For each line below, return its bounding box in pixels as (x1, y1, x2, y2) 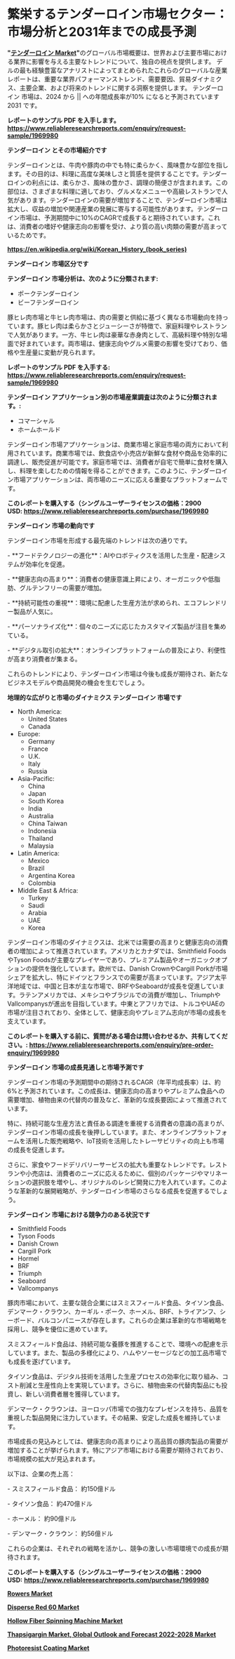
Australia (27, 811, 54, 820)
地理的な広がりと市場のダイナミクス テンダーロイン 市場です (7, 693, 182, 702)
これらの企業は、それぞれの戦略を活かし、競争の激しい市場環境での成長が (7, 1544, 222, 1552)
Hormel (17, 1254, 39, 1262)
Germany (27, 737, 55, 745)
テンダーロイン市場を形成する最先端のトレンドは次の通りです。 (7, 536, 192, 545)
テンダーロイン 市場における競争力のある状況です (7, 1210, 151, 1218)
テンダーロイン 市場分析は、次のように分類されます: (7, 274, 159, 283)
